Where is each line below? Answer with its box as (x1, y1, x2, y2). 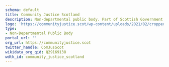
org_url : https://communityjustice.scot (5, 40, 92, 45)
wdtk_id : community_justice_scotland (5, 54, 84, 59)
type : (5, 26, 17, 31)
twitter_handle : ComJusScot (5, 45, 64, 50)
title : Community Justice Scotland (5, 12, 80, 17)
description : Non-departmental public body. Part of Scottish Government (5, 17, 163, 22)
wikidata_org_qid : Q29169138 (5, 49, 66, 54)
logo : (5, 21, 17, 27)
